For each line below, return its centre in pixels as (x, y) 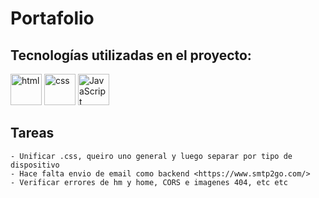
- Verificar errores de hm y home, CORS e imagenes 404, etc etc (149, 182)
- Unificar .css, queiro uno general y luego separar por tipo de (151, 156)
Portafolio (52, 18)
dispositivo (35, 165)
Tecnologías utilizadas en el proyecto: (131, 55)
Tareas (32, 133)
